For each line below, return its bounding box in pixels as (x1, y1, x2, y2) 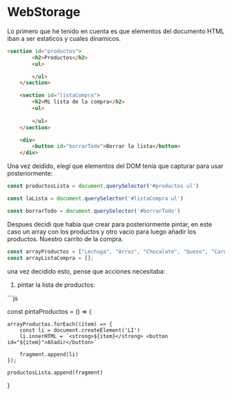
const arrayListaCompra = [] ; (7, 254, 95, 261)
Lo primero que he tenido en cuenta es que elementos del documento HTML (7, 27, 225, 35)
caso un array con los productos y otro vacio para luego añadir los (7, 227, 197, 236)
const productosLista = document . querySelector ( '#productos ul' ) (7, 182, 199, 190)
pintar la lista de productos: (17, 281, 95, 289)
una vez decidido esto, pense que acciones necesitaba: (7, 267, 166, 275)
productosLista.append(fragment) (7, 369, 104, 376)
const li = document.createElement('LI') (19, 326, 140, 334)
